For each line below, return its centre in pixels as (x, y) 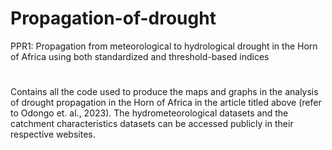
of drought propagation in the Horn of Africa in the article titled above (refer (166, 103)
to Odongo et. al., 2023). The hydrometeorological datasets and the (149, 113)
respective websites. (53, 134)
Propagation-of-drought (113, 18)
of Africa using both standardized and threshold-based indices (140, 56)
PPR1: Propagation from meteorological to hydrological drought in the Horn (164, 46)
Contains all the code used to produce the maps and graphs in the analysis (164, 92)
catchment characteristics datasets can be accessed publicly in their (152, 124)
